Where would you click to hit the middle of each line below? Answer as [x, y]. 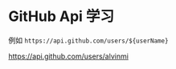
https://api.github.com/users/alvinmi [68, 56]
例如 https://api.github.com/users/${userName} [88, 40]
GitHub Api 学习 [61, 16]
